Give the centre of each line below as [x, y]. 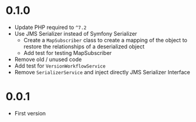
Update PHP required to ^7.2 [50, 27]
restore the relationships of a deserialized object [84, 47]
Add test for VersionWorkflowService [60, 66]
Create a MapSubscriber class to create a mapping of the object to [105, 40]
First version [30, 113]
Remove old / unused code [48, 59]
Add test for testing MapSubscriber [68, 53]
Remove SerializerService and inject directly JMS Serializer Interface [102, 72]
